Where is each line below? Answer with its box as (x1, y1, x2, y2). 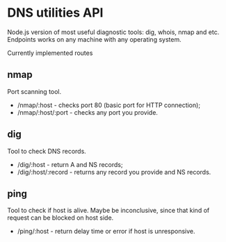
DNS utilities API (7, 5, 104, 21)
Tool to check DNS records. (7, 147, 87, 155)
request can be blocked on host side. (7, 213, 114, 222)
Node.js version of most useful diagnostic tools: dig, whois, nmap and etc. (7, 28, 220, 36)
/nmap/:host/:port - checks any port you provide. (17, 108, 159, 116)
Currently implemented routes (7, 49, 93, 57)
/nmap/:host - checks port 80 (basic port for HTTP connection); (17, 101, 200, 109)
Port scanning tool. (7, 87, 62, 95)
